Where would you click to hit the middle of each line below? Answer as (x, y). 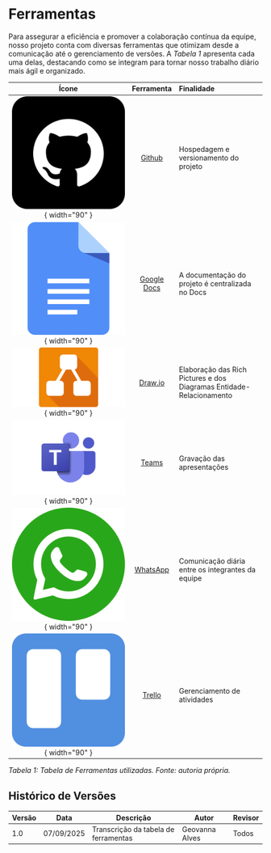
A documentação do (213, 275)
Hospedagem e (204, 149)
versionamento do (209, 158)
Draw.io (152, 382)
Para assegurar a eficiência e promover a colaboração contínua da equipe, (132, 36)
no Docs (193, 292)
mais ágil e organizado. (47, 70)
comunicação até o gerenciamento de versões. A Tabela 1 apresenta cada (132, 53)
